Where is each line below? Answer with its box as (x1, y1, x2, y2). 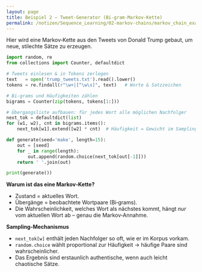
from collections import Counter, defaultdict (6, 60, 125, 66)
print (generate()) (6, 170, 52, 176)
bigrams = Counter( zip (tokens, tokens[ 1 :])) (6, 98, 120, 104)
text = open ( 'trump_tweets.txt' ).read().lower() (6, 76, 136, 82)
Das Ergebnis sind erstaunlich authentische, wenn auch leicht (14, 254, 168, 261)
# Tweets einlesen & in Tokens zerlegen (6, 71, 109, 77)
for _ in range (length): (17, 148, 79, 154)
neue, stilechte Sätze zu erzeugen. (6, 43, 93, 50)
